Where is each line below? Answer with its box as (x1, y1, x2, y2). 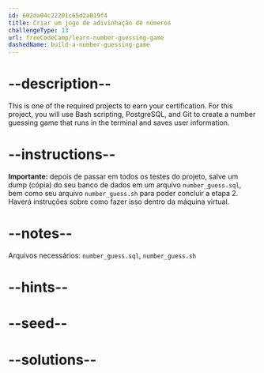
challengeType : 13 (8, 26, 69, 34)
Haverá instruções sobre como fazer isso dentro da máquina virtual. (8, 197, 230, 206)
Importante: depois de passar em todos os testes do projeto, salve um (8, 171, 239, 181)
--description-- (8, 75, 112, 93)
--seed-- (8, 315, 68, 333)
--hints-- (8, 278, 69, 296)
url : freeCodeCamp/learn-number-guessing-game (8, 33, 164, 42)
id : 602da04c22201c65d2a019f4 (8, 11, 108, 20)
